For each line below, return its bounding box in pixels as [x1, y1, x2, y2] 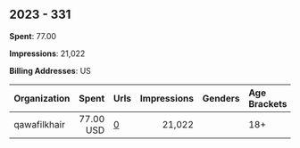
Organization [13, 92, 71, 104]
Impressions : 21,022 [9, 48, 86, 59]
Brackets [248, 97, 287, 110]
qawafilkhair [13, 118, 65, 130]
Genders [202, 92, 240, 104]
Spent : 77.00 [9, 30, 56, 41]
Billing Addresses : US [9, 65, 92, 76]
